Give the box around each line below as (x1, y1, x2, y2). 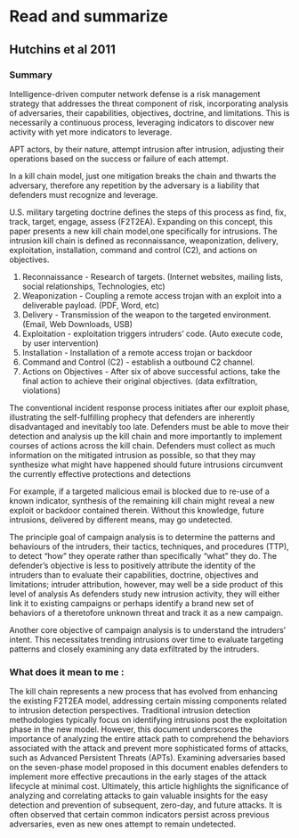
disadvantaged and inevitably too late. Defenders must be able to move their (9, 421, 289, 431)
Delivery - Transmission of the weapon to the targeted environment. (21, 309, 271, 320)
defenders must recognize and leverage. (9, 189, 158, 200)
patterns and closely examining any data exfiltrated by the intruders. (9, 644, 260, 654)
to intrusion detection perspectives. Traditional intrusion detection (9, 705, 251, 716)
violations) (21, 385, 61, 396)
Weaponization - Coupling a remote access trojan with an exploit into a (21, 290, 282, 300)
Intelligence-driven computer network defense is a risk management (9, 88, 261, 99)
